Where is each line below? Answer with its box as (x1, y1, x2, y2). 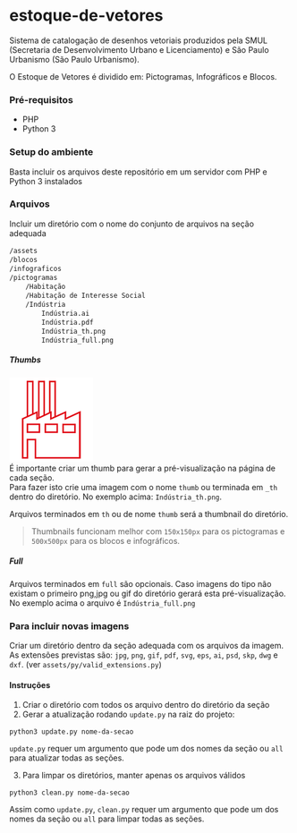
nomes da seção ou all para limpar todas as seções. (9, 813, 205, 824)
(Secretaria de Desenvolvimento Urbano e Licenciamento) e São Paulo (9, 44, 270, 55)
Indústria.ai (41, 309, 90, 318)
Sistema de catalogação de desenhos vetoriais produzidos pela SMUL (9, 35, 268, 46)
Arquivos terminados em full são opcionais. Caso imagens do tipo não (9, 578, 272, 589)
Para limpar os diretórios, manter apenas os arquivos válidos (21, 770, 246, 781)
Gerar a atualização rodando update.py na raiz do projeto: (21, 709, 235, 720)
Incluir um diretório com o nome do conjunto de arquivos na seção (9, 218, 255, 229)
